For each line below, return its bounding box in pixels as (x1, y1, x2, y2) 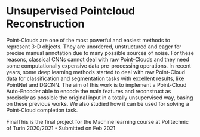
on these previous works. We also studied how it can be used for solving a (6, 100, 189, 107)
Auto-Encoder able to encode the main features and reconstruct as (6, 87, 171, 95)
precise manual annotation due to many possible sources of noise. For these (6, 49, 194, 56)
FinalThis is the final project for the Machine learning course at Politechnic (6, 118, 189, 125)
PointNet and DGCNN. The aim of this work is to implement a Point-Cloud (6, 81, 187, 88)
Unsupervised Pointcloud (6, 4, 136, 18)
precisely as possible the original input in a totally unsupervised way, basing (6, 94, 193, 101)
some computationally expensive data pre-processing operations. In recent (6, 62, 191, 69)
